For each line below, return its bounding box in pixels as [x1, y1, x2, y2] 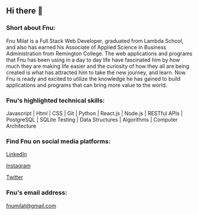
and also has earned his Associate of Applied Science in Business [6, 43, 167, 50]
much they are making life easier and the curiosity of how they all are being [6, 62, 190, 69]
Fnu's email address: [6, 188, 67, 197]
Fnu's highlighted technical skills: [6, 96, 105, 105]
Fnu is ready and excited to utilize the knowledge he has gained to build [6, 75, 181, 82]
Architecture [6, 122, 37, 129]
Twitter [6, 173, 24, 181]
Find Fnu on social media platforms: [6, 137, 111, 146]
